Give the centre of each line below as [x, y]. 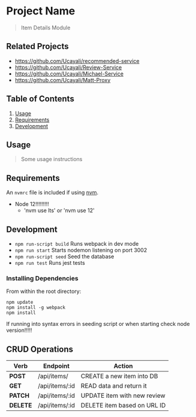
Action [123, 366]
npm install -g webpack [36, 308]
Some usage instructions [52, 159]
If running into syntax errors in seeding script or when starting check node [98, 324]
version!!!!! [19, 330]
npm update [20, 303]
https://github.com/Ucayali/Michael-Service [69, 74]
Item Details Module [46, 28]
